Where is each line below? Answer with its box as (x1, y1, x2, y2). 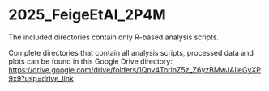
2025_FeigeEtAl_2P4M (8, 6, 166, 24)
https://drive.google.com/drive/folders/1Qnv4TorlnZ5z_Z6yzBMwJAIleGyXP (8, 64, 262, 74)
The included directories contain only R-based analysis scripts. (8, 32, 220, 42)
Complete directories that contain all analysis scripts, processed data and (8, 48, 254, 57)
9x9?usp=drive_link (8, 73, 75, 83)
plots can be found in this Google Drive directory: (8, 56, 173, 66)
